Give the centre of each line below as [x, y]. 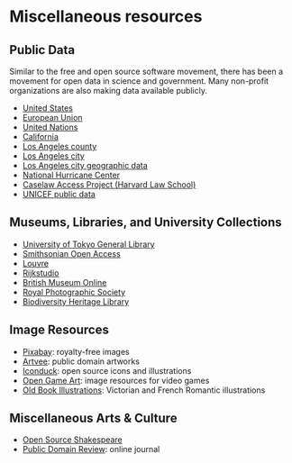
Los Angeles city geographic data [85, 165]
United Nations [50, 127]
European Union [52, 118]
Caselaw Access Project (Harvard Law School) [109, 185]
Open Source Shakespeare [73, 440]
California [40, 136]
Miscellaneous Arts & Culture [93, 418]
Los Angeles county [59, 146]
